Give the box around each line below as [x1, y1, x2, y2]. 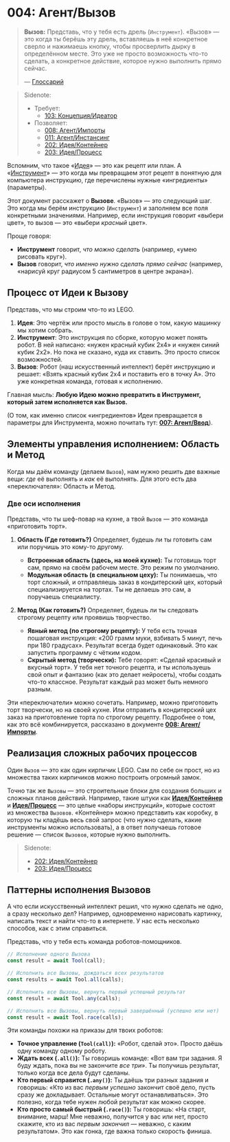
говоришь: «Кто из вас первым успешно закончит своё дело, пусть [16, 1084, 216, 1092]
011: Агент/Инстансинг [44, 133, 110, 142]
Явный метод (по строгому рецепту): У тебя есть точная [27, 626, 197, 634]
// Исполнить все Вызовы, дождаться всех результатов [7, 970, 165, 977]
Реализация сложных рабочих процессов [7, 748, 198, 759]
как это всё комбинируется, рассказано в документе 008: [7, 720, 180, 729]
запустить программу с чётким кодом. [27, 648, 142, 656]
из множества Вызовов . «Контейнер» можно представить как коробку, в [7, 808, 218, 817]
